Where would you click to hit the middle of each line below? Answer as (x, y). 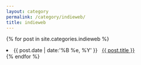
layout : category (27, 11)
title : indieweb (26, 22)
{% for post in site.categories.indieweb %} (58, 39)
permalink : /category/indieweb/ (46, 17)
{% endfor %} (23, 57)
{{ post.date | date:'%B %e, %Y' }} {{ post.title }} (74, 50)
